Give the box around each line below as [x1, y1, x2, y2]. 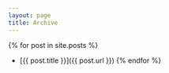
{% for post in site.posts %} [8, 40, 99, 49]
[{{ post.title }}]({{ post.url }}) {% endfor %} [19, 56, 162, 65]
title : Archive [8, 19, 58, 27]
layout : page [8, 11, 51, 20]
